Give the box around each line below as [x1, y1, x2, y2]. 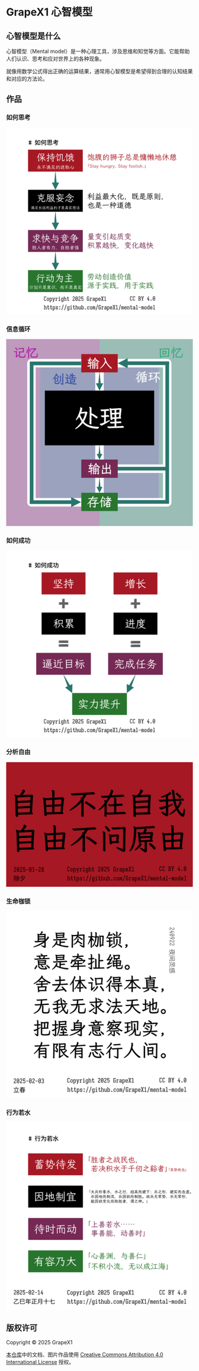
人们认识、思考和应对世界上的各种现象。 [6, 55, 105, 62]
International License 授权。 [6, 1358, 75, 1365]
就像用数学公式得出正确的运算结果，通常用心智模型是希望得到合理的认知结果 [6, 68, 193, 75]
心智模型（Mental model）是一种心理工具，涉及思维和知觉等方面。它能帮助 [6, 48, 190, 55]
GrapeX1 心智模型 [6, 5, 93, 19]
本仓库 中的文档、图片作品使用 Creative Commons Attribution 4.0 [6, 1351, 164, 1358]
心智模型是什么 [6, 31, 61, 41]
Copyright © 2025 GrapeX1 [6, 1338, 73, 1345]
